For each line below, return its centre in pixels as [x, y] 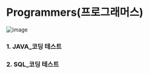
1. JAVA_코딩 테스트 [34, 46]
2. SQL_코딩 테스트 [33, 64]
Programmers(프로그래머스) [75, 12]
